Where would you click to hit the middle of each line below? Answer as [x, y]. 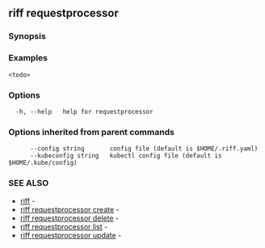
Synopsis [27, 36]
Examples [28, 58]
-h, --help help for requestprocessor [84, 111]
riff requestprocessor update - [71, 235]
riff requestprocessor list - [64, 226]
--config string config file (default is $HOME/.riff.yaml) [144, 149]
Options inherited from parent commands [92, 132]
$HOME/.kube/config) [43, 163]
